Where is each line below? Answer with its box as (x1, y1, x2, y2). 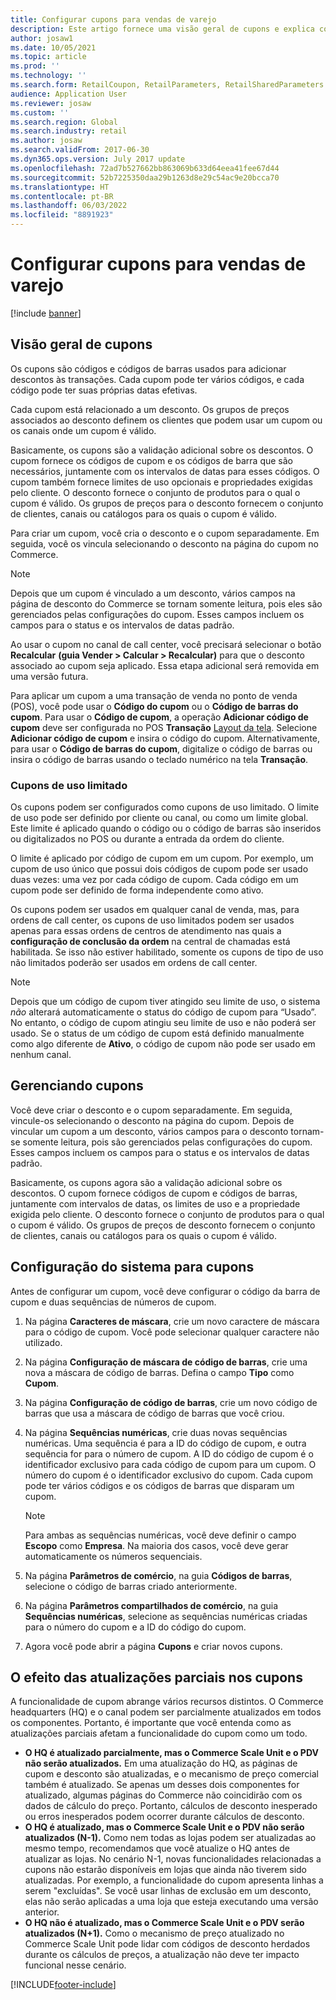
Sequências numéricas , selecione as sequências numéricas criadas (24, 1610, 308, 1622)
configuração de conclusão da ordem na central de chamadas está (10, 936, 291, 948)
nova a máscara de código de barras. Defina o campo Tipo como (24, 1366, 295, 1378)
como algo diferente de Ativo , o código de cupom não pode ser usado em (10, 1038, 316, 1050)
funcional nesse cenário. (24, 1959, 127, 1971)
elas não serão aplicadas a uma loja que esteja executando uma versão (24, 1896, 319, 1908)
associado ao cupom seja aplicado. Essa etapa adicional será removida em (10, 659, 320, 671)
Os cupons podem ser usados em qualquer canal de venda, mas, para (10, 904, 300, 916)
